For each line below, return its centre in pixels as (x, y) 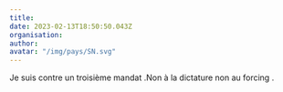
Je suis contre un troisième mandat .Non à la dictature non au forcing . (142, 77)
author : (24, 43)
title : (22, 18)
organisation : (37, 35)
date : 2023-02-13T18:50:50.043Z (71, 26)
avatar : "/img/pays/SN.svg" (63, 52)
